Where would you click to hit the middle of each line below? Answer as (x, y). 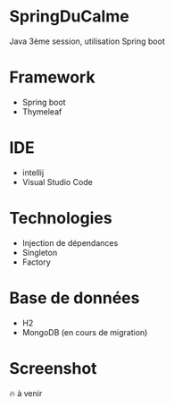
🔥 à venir (26, 393)
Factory (36, 262)
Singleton (40, 252)
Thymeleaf (42, 111)
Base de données (75, 298)
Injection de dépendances (70, 242)
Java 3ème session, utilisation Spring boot (87, 41)
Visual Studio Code (58, 182)
